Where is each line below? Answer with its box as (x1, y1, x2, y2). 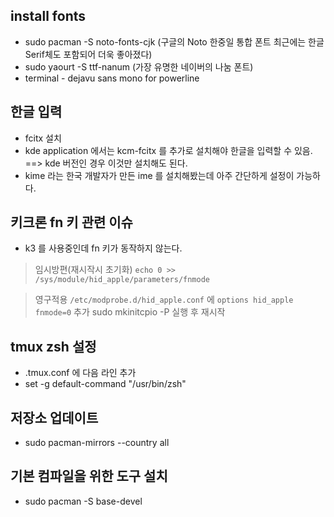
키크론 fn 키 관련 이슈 (10, 214, 133, 231)
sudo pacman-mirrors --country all (24, 437, 170, 449)
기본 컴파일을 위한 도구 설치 (10, 468, 168, 485)
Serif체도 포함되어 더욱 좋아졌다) (24, 48, 153, 60)
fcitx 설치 (24, 132, 62, 144)
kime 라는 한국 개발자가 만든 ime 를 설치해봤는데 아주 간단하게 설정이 (24, 169, 295, 181)
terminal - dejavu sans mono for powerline (24, 72, 200, 84)
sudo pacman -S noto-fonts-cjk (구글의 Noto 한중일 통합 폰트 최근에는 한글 (24, 35, 325, 48)
